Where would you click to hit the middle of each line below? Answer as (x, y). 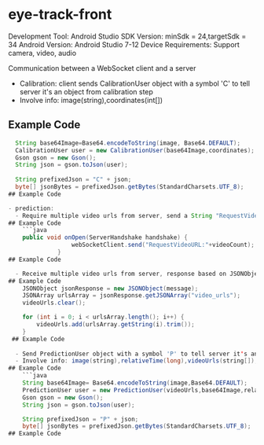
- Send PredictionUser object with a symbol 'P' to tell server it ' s (131, 354)
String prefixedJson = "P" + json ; (81, 419)
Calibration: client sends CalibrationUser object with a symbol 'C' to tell (134, 83)
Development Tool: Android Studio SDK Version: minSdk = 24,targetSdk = (127, 36)
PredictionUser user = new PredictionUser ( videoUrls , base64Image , (133, 390)
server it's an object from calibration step (86, 91)
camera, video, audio (42, 53)
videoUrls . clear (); (54, 303)
